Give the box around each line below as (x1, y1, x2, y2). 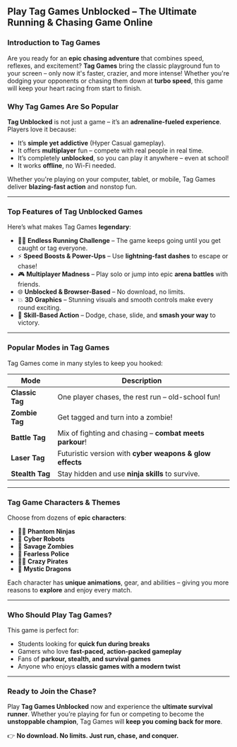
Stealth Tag (11, 469, 51, 479)
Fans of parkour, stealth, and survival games (17, 655, 152, 663)
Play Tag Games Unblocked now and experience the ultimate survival (7, 703, 213, 711)
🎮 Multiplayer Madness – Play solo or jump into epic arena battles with (17, 270, 229, 278)
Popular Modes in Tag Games (7, 342, 110, 352)
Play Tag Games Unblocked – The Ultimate (7, 6, 197, 18)
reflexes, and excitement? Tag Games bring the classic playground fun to (7, 61, 221, 70)
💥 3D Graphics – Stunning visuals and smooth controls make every (17, 296, 214, 304)
